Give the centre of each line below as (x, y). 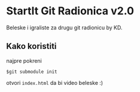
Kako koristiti (31, 46)
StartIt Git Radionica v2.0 (70, 11)
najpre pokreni (24, 60)
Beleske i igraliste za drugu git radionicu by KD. (64, 27)
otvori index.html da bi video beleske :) (55, 82)
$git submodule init (32, 72)
